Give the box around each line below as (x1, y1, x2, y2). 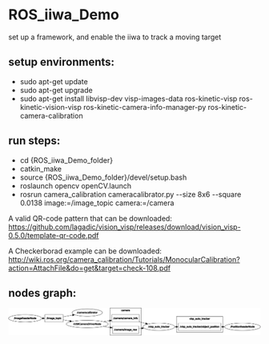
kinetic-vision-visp (19, 102, 82, 111)
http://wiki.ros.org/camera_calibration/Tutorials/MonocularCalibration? (8, 254, 240, 264)
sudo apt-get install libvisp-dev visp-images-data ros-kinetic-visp (19, 94, 238, 103)
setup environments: (8, 55, 114, 69)
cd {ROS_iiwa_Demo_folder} (19, 155, 114, 165)
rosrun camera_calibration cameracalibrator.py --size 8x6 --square (19, 189, 242, 199)
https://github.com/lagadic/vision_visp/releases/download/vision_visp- (8, 222, 242, 232)
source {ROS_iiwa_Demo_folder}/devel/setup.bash (19, 172, 187, 182)
